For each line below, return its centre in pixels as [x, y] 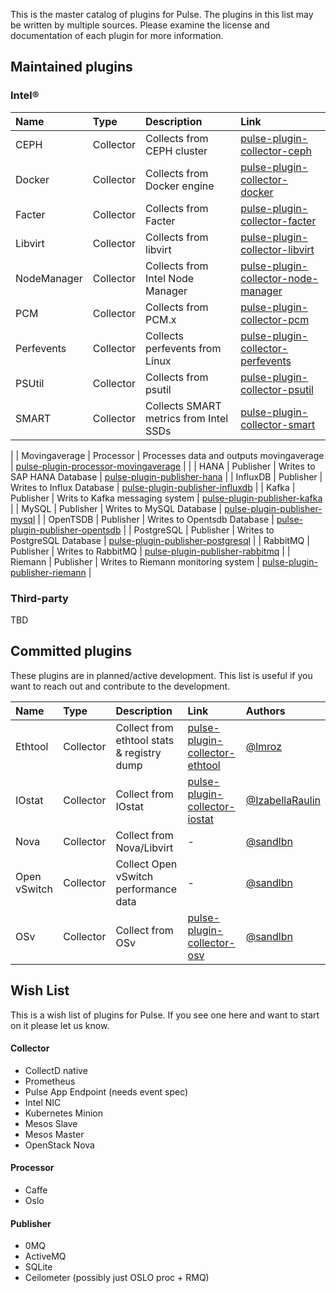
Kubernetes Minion [63, 1113]
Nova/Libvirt [144, 847]
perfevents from [183, 348]
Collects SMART [183, 406]
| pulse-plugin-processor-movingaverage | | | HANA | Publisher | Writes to [163, 466]
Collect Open [146, 864]
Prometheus [50, 1081]
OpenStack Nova [59, 1145]
